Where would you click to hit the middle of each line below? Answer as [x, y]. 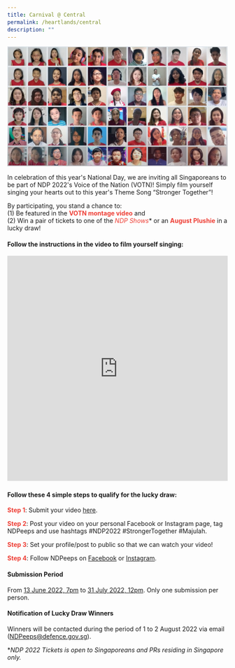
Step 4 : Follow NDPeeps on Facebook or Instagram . [82, 558]
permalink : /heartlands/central [54, 22]
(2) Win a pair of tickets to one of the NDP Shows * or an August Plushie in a [117, 221]
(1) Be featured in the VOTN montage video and [76, 213]
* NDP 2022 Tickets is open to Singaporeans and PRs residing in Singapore [115, 650]
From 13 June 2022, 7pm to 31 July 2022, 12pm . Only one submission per [113, 590]
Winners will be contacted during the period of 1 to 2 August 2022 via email [116, 629]
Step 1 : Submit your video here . [52, 510]
